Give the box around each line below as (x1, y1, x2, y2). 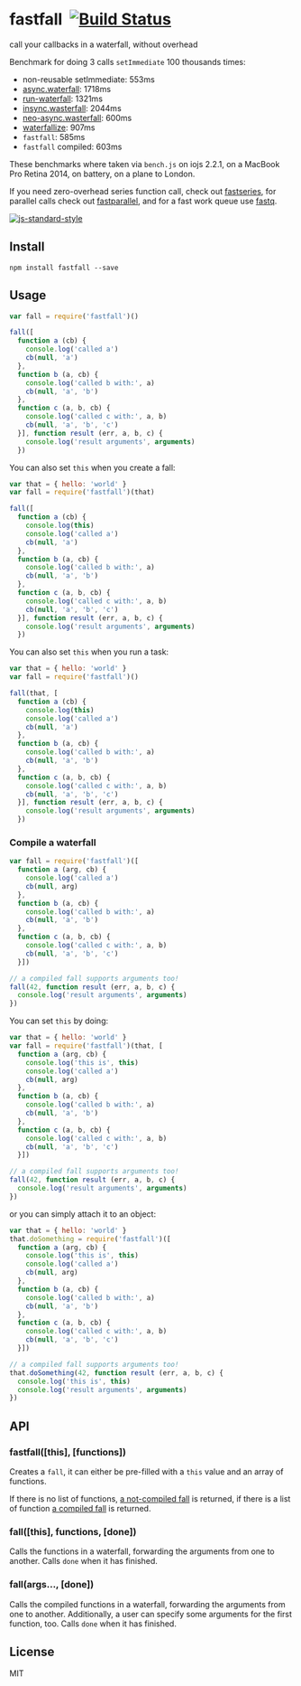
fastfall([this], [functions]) (9, 1446, 126, 1458)
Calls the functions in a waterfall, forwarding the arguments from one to (9, 1546, 275, 1557)
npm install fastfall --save (9, 263, 119, 272)
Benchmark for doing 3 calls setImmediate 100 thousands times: (9, 56, 246, 67)
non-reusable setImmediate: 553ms (22, 73, 155, 85)
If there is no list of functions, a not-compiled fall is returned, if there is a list (9, 1493, 291, 1504)
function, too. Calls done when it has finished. (9, 1618, 178, 1629)
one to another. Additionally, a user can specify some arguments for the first (9, 1608, 293, 1619)
